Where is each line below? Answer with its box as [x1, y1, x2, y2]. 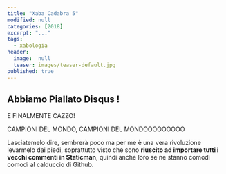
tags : [7, 36, 23, 43]
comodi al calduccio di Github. [7, 160, 94, 169]
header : [7, 49, 30, 56]
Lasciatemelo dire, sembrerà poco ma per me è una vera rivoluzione [7, 139, 202, 147]
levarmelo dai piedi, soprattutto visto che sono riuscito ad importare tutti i [7, 146, 219, 154]
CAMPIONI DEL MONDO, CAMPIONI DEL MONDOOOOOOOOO [7, 125, 185, 133]
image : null [13, 55, 51, 62]
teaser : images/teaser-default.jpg [13, 61, 116, 68]
